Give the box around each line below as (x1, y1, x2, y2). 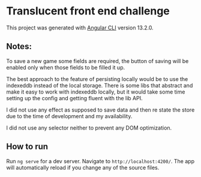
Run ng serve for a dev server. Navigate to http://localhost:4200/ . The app (6, 157, 195, 164)
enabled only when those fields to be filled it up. (6, 64, 125, 71)
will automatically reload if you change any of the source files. (6, 164, 160, 171)
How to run (6, 142, 49, 152)
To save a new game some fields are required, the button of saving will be (6, 57, 189, 64)
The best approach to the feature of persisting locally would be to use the (6, 75, 188, 82)
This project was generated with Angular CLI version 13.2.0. (6, 24, 154, 31)
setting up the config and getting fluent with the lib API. (6, 94, 143, 101)
